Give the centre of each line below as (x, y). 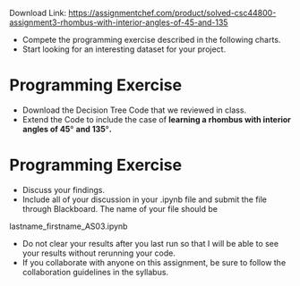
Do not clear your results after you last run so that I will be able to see (150, 243)
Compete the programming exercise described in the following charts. (151, 40)
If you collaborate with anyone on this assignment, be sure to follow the (154, 262)
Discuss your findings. (64, 189)
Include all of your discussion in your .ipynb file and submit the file (144, 199)
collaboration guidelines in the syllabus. (95, 272)
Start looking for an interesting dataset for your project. (124, 49)
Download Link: (38, 13)
